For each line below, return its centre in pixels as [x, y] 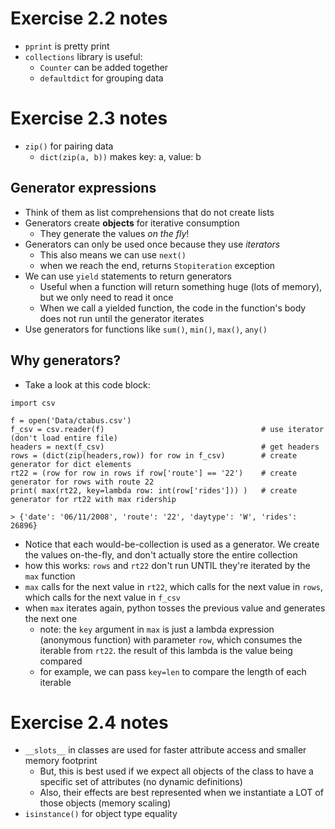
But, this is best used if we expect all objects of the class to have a [176, 771]
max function [50, 576]
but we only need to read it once [106, 297]
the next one [51, 618]
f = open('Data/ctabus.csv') [71, 420]
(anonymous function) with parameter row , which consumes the [171, 639]
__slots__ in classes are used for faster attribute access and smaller [165, 750]
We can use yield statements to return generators [128, 276]
